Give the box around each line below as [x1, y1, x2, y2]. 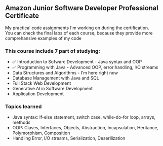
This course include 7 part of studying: [5, 47, 100, 54]
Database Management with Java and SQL [12, 75, 100, 81]
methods [12, 119, 31, 125]
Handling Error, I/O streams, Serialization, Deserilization [12, 135, 125, 141]
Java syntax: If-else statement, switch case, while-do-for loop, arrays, [12, 114, 156, 120]
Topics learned [5, 103, 42, 110]
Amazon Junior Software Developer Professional [5, 4, 159, 12]
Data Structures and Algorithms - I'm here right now [12, 70, 118, 76]
